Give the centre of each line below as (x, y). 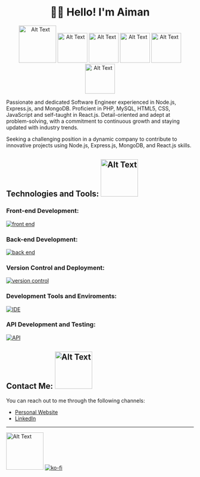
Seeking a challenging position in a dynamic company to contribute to (92, 139)
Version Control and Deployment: (56, 268)
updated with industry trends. (42, 127)
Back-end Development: (42, 239)
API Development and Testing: (51, 324)
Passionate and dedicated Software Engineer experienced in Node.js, (91, 102)
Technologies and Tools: (53, 194)
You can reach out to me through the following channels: (76, 400)
